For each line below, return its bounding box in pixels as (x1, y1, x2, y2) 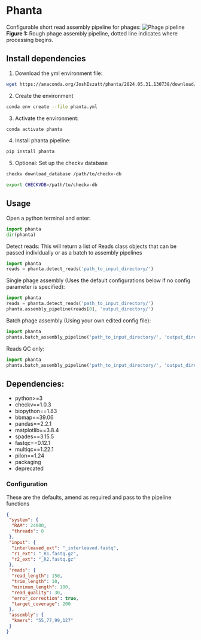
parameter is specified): (6, 283, 65, 291)
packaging (14, 459, 41, 466)
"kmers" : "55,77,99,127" (11, 618, 74, 624)
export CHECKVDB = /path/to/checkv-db (6, 182, 98, 188)
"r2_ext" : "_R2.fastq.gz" (11, 556, 77, 562)
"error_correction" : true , (11, 595, 79, 601)
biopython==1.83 (14, 408, 57, 415)
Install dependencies (6, 53, 86, 64)
